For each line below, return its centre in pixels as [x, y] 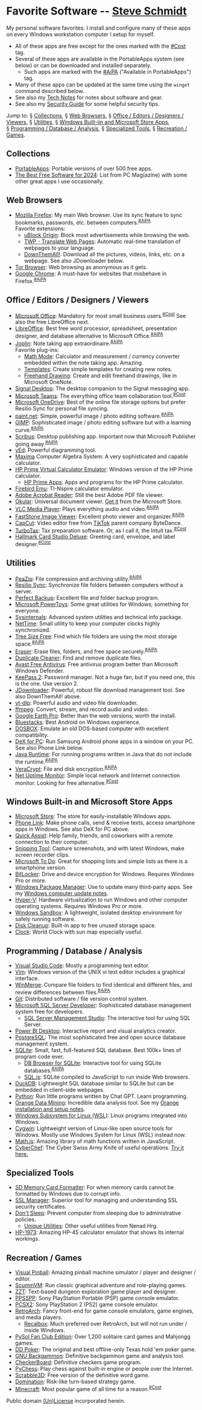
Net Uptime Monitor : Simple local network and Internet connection [97, 775]
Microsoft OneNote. [49, 382]
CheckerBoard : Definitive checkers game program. [78, 1362]
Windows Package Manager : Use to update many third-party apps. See [104, 887]
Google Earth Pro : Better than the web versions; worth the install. [96, 715]
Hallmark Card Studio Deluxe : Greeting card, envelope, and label [95, 537]
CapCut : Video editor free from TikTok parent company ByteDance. [99, 523]
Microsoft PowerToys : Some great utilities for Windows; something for [102, 604]
